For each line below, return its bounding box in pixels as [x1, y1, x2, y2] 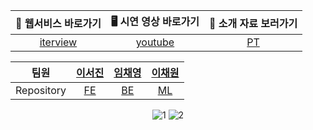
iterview [39, 35, 78, 49]
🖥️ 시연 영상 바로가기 [110, 15, 200, 28]
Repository [15, 84, 67, 97]
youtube [135, 35, 175, 49]
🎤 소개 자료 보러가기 [208, 16, 298, 30]
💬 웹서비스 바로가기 [15, 16, 102, 30]
